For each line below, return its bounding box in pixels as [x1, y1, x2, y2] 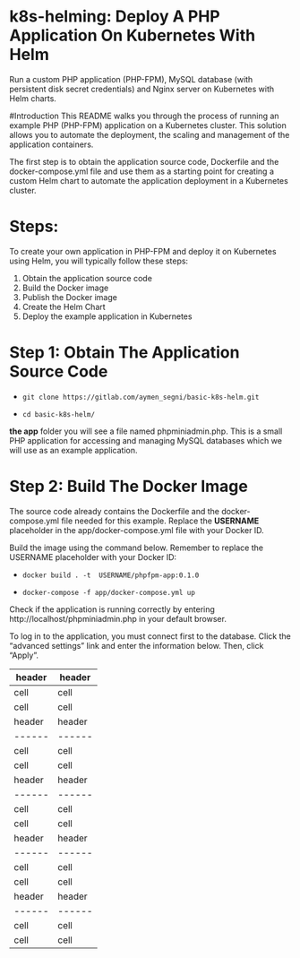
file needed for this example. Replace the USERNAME [61, 515, 260, 526]
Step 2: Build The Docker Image [9, 477, 248, 496]
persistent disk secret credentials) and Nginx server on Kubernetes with [9, 83, 275, 94]
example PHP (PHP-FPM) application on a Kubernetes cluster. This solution [9, 119, 287, 131]
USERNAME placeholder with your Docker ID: [9, 551, 177, 562]
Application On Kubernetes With [9, 25, 256, 46]
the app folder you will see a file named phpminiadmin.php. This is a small [9, 426, 283, 436]
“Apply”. [9, 650, 39, 660]
